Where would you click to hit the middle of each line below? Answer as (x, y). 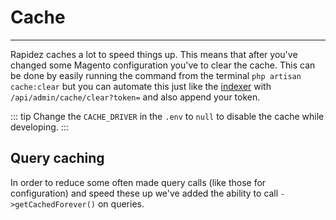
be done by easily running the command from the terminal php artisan (156, 75)
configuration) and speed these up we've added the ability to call (144, 193)
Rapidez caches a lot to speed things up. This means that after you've (154, 54)
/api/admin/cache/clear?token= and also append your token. (135, 97)
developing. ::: (39, 127)
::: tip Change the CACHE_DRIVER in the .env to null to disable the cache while (167, 116)
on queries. (121, 203)
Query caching (57, 158)
